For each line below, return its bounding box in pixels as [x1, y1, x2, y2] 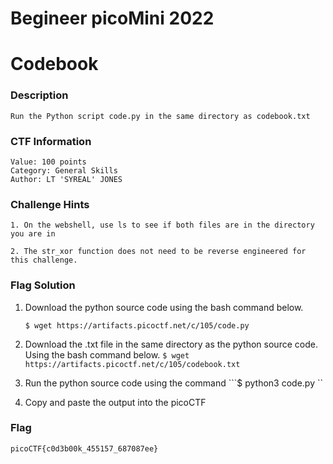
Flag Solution [10, 278, 76, 292]
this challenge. [10, 255, 78, 266]
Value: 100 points [10, 157, 87, 167]
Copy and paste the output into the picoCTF [24, 396, 207, 408]
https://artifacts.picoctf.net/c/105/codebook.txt [24, 359, 241, 369]
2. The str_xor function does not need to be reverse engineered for [10, 247, 307, 257]
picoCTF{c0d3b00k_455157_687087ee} [10, 443, 159, 454]
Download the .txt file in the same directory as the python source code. [24, 338, 318, 350]
